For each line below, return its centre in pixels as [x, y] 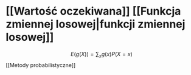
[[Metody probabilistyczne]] [41, 65]
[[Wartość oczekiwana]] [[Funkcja [93, 11]
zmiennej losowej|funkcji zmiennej [95, 24]
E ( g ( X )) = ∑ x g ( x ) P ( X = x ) [102, 55]
